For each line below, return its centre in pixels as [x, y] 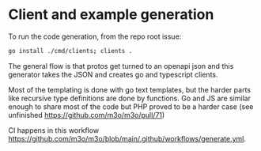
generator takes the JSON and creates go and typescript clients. [113, 74]
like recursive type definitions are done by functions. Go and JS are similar [130, 98]
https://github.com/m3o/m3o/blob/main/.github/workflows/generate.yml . [127, 138]
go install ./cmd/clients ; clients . [70, 51]
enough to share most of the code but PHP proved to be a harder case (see [131, 106]
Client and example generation [111, 15]
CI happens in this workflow [54, 130]
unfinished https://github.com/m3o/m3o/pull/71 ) [87, 115]
